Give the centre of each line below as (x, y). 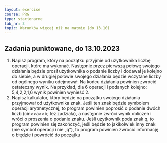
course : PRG (17, 14)
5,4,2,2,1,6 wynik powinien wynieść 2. (51, 92)
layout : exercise (23, 10)
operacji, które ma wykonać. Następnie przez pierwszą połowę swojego (86, 66)
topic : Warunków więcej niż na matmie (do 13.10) (57, 28)
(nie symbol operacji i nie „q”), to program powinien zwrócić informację (85, 129)
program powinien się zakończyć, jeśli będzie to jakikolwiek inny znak (84, 124)
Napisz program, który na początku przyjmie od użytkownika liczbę (81, 60)
